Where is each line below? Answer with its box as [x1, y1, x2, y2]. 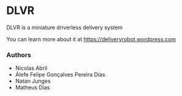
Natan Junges [15, 77, 51, 85]
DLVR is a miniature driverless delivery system [6, 24, 123, 31]
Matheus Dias [15, 84, 50, 91]
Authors [6, 50, 32, 59]
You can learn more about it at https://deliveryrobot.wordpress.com [6, 35, 176, 43]
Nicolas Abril [15, 64, 48, 72]
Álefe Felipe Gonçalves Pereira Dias [15, 71, 106, 78]
